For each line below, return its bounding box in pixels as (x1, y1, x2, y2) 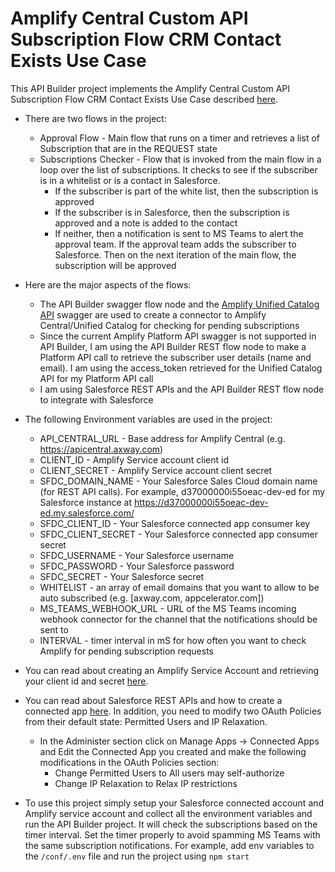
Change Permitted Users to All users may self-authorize (54, 767, 285, 779)
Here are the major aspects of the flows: (24, 278, 192, 291)
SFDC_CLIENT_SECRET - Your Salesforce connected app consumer (39, 528, 318, 540)
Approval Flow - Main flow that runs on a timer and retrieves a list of (39, 132, 320, 144)
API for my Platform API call (39, 372, 154, 384)
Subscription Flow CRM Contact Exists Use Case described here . (10, 93, 279, 105)
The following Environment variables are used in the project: (24, 413, 273, 425)
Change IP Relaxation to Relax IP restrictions (54, 777, 238, 789)
